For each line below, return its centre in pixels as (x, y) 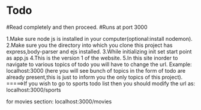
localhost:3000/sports (34, 90)
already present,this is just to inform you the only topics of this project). (94, 77)
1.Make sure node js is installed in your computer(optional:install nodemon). (100, 38)
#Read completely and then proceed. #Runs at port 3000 (77, 27)
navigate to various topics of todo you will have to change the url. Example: (99, 64)
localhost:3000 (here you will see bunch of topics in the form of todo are (96, 70)
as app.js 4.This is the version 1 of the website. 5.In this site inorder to (92, 58)
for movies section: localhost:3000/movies (59, 101)
